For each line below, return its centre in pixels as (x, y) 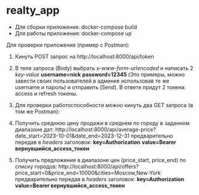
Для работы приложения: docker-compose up (73, 33)
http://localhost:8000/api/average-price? (106, 129)
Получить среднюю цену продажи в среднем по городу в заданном (102, 123)
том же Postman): (37, 111)
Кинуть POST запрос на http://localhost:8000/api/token (84, 56)
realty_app (33, 10)
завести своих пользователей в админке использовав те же (92, 81)
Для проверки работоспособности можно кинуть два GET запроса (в (104, 105)
